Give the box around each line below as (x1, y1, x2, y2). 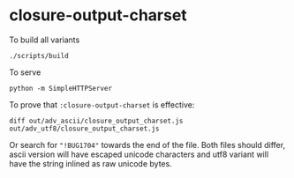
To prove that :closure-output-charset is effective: (9, 99, 195, 110)
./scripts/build (9, 51, 69, 60)
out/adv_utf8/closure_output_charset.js (9, 124, 161, 133)
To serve (9, 67, 41, 78)
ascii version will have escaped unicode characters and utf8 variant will (9, 149, 269, 159)
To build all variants (9, 34, 80, 45)
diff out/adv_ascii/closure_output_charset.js (9, 116, 184, 125)
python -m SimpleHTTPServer (9, 84, 113, 93)
